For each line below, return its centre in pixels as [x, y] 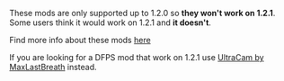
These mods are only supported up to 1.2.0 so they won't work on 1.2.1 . [142, 13]
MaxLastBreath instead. [53, 67]
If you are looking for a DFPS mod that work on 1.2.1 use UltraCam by [137, 57]
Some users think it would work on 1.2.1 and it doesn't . [110, 22]
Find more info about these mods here [80, 40]
